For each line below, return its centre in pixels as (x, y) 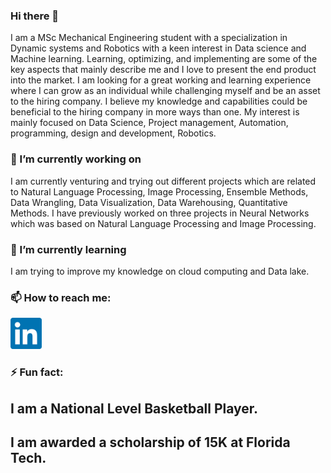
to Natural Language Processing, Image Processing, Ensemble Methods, (159, 191)
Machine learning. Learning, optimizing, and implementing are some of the (164, 59)
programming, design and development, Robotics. (113, 133)
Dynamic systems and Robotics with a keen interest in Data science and (158, 48)
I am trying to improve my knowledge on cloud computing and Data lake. (160, 271)
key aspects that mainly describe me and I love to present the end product (163, 70)
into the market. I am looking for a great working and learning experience (161, 80)
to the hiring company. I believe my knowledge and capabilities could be (159, 101)
